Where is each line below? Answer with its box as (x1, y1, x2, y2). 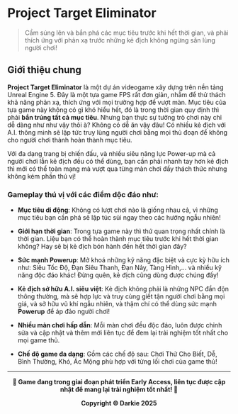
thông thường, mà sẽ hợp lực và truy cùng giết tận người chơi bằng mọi (17, 292, 225, 301)
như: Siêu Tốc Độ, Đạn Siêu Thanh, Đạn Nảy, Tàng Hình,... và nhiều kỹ (17, 264, 222, 272)
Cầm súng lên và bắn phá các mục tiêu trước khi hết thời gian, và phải (24, 28, 229, 37)
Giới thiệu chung (7, 64, 81, 76)
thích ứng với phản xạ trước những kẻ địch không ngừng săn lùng (24, 35, 216, 44)
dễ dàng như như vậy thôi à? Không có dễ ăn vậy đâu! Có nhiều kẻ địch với (7, 121, 227, 129)
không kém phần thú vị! (7, 172, 76, 180)
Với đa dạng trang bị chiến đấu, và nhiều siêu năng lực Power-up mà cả (7, 149, 216, 157)
